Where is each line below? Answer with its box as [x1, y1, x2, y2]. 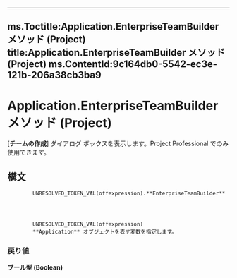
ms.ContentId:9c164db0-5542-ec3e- [48, 58, 217, 71]
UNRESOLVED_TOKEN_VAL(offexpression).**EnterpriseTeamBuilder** [32, 190, 226, 198]
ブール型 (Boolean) [7, 263, 63, 272]
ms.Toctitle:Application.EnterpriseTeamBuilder [7, 20, 219, 32]
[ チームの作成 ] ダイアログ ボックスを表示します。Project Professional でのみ [7, 139, 229, 148]
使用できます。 [7, 148, 51, 157]
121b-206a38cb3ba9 [7, 69, 102, 81]
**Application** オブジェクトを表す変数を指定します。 [32, 229, 178, 236]
